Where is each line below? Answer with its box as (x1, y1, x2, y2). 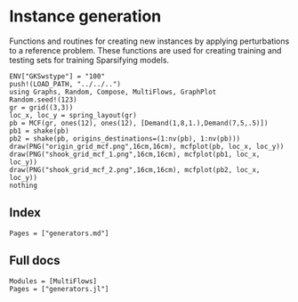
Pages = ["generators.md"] (9, 229, 109, 238)
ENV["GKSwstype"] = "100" (9, 71, 105, 81)
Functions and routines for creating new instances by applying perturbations (9, 36, 290, 46)
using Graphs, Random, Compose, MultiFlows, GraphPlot (9, 87, 217, 96)
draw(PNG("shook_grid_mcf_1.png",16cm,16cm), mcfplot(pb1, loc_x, (9, 150, 261, 159)
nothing (9, 181, 38, 190)
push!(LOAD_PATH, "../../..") (9, 79, 122, 88)
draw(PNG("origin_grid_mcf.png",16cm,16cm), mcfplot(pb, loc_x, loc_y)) (9, 142, 285, 151)
